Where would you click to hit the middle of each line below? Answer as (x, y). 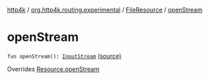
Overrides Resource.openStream (53, 69)
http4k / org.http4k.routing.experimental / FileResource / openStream (105, 10)
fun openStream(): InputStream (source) (64, 56)
